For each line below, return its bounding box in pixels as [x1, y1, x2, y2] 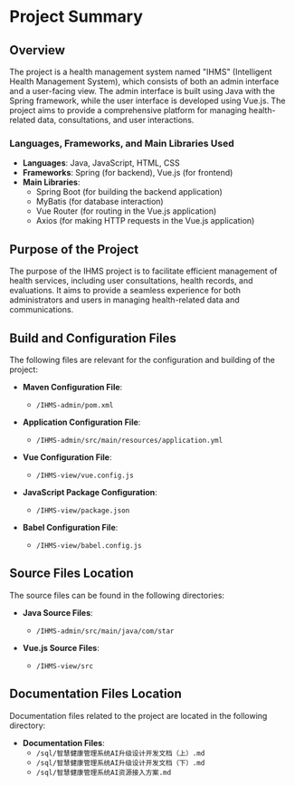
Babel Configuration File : [22, 522, 119, 532]
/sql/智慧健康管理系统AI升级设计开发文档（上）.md [35, 749, 205, 758]
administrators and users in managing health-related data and [9, 294, 240, 305]
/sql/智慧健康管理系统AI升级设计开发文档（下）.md [35, 758, 205, 767]
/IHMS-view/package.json [35, 505, 130, 515]
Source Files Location [9, 566, 134, 581]
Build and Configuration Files [9, 331, 176, 346]
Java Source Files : [22, 607, 93, 618]
